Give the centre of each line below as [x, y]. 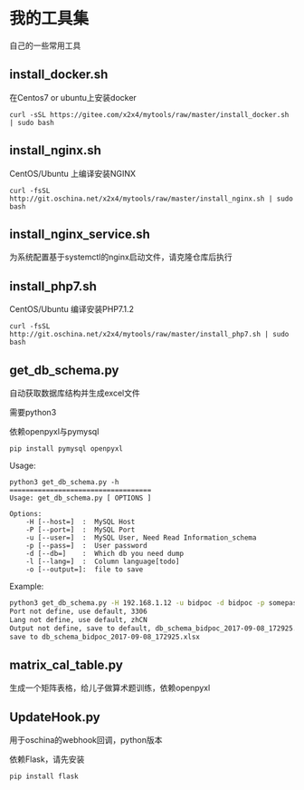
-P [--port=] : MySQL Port [81, 530]
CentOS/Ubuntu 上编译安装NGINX [73, 173]
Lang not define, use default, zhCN [78, 619]
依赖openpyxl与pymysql [54, 431]
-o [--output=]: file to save [85, 570]
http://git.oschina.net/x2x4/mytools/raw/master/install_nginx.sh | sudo [152, 199]
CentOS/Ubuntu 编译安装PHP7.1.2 [71, 309]
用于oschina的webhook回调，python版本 [86, 740]
